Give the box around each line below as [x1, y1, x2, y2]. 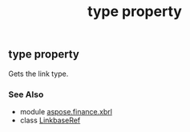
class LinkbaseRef [19, 115, 81, 125]
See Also [8, 89, 44, 100]
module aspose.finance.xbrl [19, 106, 112, 116]
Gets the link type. [8, 69, 69, 78]
